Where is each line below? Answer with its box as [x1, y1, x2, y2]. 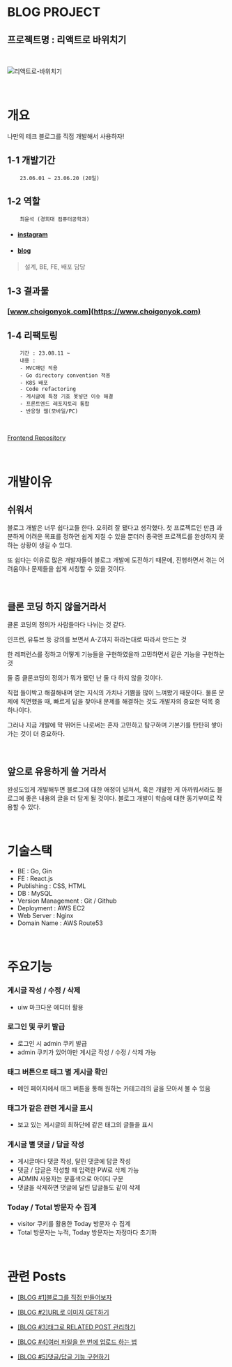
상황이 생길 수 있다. [20, 541, 72, 549]
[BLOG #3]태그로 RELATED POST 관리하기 [17, 1322, 136, 1331]
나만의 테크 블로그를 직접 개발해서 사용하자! [7, 132, 125, 140]
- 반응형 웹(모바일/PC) [20, 408, 79, 415]
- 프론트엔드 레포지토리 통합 [20, 401, 90, 408]
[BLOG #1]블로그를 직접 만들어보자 [17, 1293, 112, 1301]
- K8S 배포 [20, 380, 49, 387]
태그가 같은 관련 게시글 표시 [7, 1104, 93, 1114]
